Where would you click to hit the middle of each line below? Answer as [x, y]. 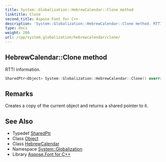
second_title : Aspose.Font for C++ [42, 19]
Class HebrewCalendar [36, 144]
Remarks [19, 94]
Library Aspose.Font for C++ [41, 155]
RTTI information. [23, 69]
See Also [19, 121]
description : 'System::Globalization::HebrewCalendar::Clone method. [78, 24]
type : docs [16, 28]
